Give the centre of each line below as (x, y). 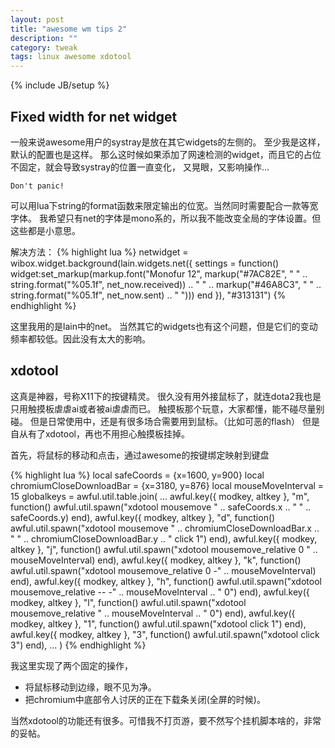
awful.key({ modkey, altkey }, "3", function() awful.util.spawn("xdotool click (165, 634)
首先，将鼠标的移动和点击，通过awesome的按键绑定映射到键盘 (140, 455)
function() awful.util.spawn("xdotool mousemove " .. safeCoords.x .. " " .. (161, 507)
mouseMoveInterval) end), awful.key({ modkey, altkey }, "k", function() (156, 560)
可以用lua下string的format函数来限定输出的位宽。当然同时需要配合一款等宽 (164, 205)
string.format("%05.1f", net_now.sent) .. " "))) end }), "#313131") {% (148, 295)
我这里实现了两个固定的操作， (71, 665)
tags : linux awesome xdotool (71, 57)
